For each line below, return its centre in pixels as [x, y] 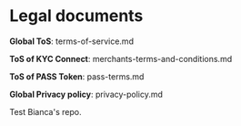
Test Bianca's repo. [45, 111]
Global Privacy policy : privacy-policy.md [86, 94]
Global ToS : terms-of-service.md [72, 41]
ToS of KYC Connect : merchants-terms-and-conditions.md [121, 58]
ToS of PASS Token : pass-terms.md [77, 76]
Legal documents [76, 16]
